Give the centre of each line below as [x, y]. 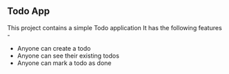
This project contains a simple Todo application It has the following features [114, 27]
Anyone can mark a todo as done [64, 63]
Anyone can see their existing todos [68, 56]
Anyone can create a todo [54, 48]
